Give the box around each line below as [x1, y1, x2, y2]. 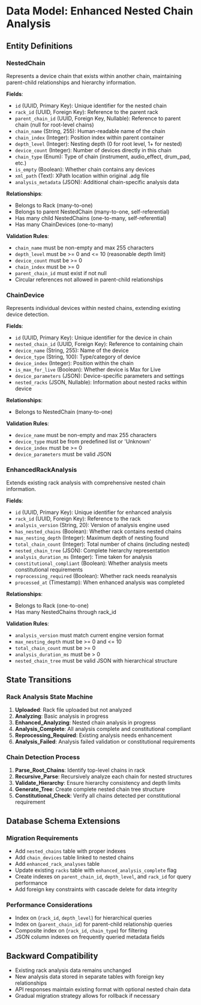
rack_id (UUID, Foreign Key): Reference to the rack [14, 515, 141, 522]
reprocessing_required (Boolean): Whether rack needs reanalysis [14, 573, 177, 580]
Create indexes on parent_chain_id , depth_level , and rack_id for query [14, 873, 191, 880]
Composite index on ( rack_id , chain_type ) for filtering [14, 927, 148, 934]
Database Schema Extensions [6, 816, 121, 826]
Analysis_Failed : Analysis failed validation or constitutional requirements [14, 738, 196, 745]
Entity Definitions [6, 41, 73, 51]
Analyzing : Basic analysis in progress [14, 712, 109, 720]
